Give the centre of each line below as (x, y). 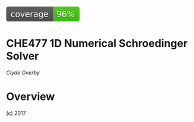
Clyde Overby (23, 73)
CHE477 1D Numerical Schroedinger (97, 44)
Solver (23, 56)
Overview (31, 97)
